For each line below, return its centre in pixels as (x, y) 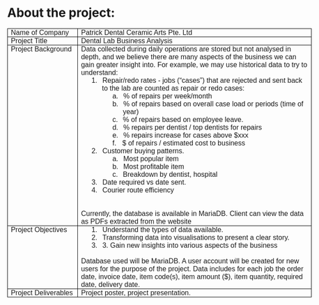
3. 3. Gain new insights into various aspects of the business (185, 245)
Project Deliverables (42, 292)
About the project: (61, 13)
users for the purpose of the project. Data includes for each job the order (192, 269)
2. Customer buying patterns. (138, 150)
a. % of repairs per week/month (162, 96)
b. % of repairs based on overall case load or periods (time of (208, 104)
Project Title (29, 40)
